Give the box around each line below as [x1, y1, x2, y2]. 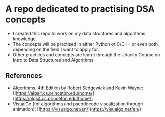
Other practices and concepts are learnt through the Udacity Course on [12, 51, 160, 58]
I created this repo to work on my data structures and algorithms [12, 30, 146, 36]
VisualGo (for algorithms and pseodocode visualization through [12, 101, 143, 107]
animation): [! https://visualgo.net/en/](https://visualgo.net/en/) [12, 106, 142, 112]
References [5, 71, 42, 80]
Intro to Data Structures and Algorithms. [12, 57, 95, 63]
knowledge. [12, 36, 37, 42]
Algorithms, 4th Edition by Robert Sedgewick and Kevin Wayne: [12, 85, 144, 91]
